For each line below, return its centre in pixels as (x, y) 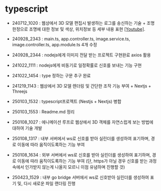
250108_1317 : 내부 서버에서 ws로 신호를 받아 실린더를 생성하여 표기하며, (81, 138)
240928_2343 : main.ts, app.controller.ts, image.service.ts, (71, 39)
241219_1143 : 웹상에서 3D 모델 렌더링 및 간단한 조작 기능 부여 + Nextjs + (81, 86)
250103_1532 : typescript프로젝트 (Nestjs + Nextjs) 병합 (67, 101)
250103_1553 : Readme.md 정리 (43, 112)
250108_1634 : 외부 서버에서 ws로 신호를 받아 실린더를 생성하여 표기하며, (81, 155)
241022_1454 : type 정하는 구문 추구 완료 (51, 75)
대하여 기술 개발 (27, 128)
